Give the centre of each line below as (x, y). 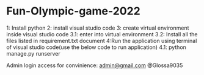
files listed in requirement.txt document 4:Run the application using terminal (102, 41)
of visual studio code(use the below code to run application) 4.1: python (96, 47)
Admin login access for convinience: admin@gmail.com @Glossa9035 (95, 65)
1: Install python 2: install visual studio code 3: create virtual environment (98, 28)
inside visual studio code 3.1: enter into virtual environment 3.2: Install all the (102, 34)
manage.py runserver (34, 53)
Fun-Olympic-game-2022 (73, 11)
